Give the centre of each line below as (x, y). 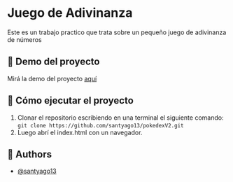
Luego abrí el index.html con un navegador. (80, 132)
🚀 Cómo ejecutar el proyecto (71, 100)
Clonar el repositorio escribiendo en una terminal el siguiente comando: (120, 118)
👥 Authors (30, 154)
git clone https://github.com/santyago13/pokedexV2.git (100, 125)
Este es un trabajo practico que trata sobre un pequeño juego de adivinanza (117, 32)
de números (24, 39)
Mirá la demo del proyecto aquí (52, 78)
